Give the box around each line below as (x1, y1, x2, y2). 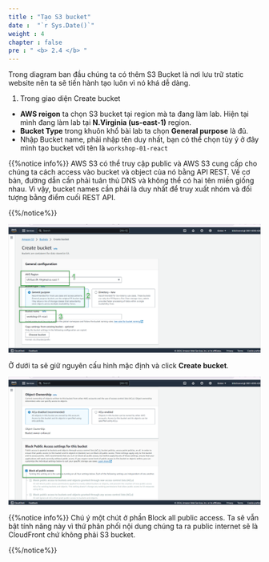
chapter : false (8, 38, 62, 46)
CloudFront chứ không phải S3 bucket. (8, 529, 136, 540)
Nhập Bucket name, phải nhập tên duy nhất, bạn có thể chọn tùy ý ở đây (19, 134, 259, 144)
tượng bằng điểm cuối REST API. (8, 193, 116, 203)
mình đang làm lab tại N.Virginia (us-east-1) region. (19, 118, 192, 127)
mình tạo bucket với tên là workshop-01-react (19, 143, 168, 153)
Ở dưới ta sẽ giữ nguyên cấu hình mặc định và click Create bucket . (8, 360, 230, 370)
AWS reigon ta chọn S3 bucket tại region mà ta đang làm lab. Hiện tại (19, 109, 250, 119)
